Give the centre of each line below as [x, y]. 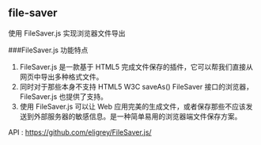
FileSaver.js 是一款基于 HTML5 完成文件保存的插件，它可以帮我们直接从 [136, 67]
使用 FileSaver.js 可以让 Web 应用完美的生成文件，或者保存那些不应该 [133, 106]
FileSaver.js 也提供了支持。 [64, 96]
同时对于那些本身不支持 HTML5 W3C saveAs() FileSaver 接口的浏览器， [136, 86]
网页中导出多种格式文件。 [61, 76]
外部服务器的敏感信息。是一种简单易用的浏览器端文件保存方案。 [138, 116]
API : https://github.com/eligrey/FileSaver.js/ [80, 132]
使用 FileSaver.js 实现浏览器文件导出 [67, 33]
